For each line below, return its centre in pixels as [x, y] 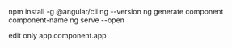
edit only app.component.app [57, 36]
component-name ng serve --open [67, 20]
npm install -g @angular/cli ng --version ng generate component [116, 12]
